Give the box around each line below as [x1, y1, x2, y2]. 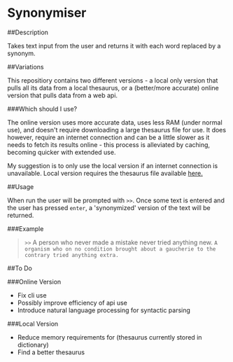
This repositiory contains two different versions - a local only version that [7, 76, 218, 85]
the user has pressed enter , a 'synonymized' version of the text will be [7, 203, 211, 211]
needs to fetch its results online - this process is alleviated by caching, [7, 140, 211, 148]
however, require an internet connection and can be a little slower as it [7, 133, 210, 141]
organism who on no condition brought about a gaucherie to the [24, 245, 216, 253]
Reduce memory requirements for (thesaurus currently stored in [17, 333, 202, 341]
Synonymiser [7, 5, 87, 21]
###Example [7, 224, 44, 232]
